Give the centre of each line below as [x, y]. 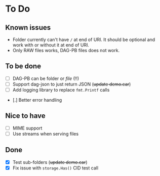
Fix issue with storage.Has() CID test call [55, 168]
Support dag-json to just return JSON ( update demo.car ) [72, 84]
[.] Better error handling [37, 100]
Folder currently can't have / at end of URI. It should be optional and [84, 39]
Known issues [28, 28]
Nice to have [25, 116]
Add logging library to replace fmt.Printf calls [61, 90]
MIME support [27, 128]
